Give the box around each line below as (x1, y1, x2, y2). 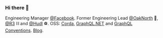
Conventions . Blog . (5, 27, 44, 33)
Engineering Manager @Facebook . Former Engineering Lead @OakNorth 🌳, (5, 15, 159, 21)
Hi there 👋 (5, 4, 30, 11)
